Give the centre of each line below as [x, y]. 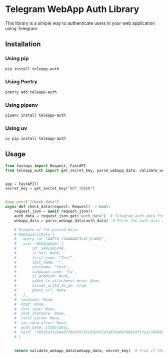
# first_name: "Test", [44, 257]
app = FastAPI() [22, 184]
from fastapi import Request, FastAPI [45, 166]
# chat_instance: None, [40, 314]
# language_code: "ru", [46, 272]
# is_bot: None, [38, 253]
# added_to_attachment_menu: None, [58, 281]
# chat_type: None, [35, 309]
